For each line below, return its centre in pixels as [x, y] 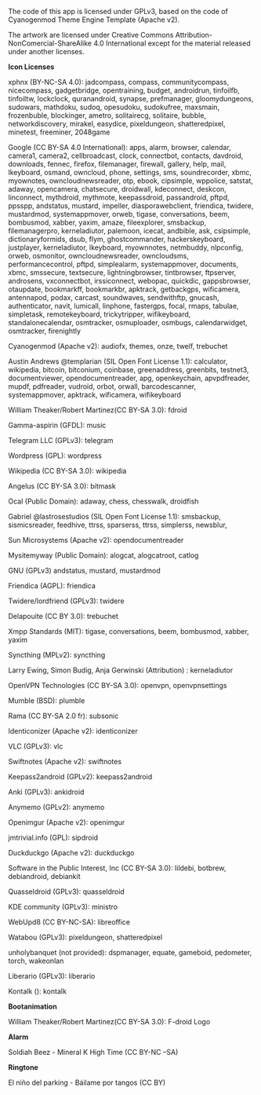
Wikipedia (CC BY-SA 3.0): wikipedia [67, 471]
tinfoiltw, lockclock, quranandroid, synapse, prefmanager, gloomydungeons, [131, 99]
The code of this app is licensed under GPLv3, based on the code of [118, 11]
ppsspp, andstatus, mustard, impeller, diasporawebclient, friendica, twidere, [131, 206]
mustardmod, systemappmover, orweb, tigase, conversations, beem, [119, 214]
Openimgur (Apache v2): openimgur [67, 822]
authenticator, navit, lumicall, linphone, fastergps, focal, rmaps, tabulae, [123, 306]
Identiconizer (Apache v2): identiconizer [73, 731]
